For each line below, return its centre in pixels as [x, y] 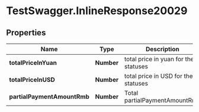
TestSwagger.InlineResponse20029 [97, 11]
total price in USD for [153, 76]
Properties [26, 33]
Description [163, 49]
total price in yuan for [154, 59]
